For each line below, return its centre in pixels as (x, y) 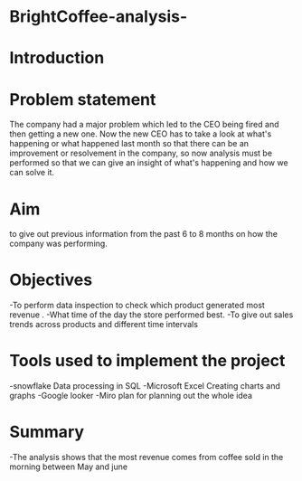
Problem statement (83, 99)
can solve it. (32, 173)
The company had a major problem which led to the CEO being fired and (144, 125)
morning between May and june (69, 467)
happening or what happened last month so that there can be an (129, 144)
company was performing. (59, 244)
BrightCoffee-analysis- (99, 17)
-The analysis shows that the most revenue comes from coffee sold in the (146, 457)
